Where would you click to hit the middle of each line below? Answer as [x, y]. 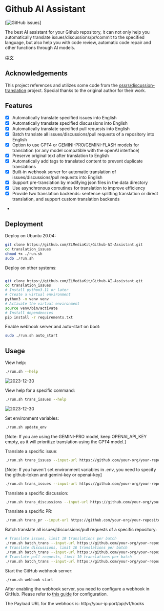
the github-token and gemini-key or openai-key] [53, 475]
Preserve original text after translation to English [61, 156]
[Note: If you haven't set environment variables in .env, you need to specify [81, 469]
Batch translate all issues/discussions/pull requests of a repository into [83, 134]
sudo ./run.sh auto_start [31, 336]
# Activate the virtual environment [42, 304]
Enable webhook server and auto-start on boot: [53, 327]
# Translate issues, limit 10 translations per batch [61, 539]
